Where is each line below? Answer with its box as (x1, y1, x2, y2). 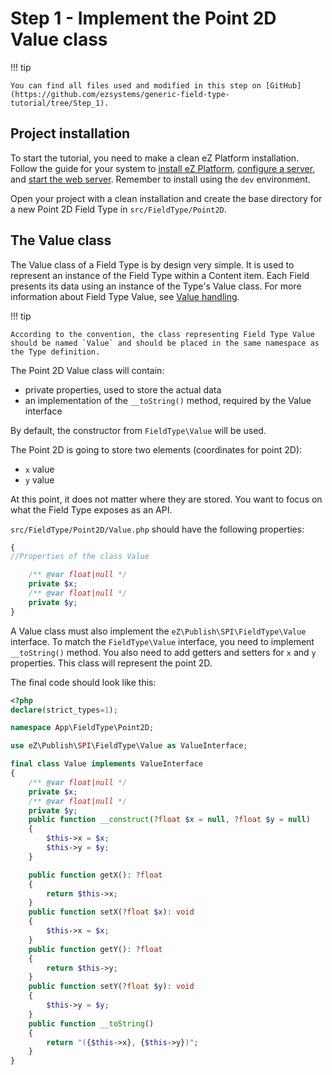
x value (24, 463, 55, 475)
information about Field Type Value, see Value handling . (10, 290, 240, 302)
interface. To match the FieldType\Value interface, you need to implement (10, 635, 315, 647)
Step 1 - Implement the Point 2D (10, 7, 277, 30)
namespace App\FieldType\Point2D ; (10, 723, 155, 733)
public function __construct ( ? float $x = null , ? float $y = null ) (28, 815, 311, 825)
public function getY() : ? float (28, 944, 163, 954)
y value (24, 473, 55, 486)
